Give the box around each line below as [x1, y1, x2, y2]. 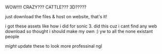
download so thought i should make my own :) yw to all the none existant [5, 28, 153, 34]
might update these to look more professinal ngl [5, 43, 102, 49]
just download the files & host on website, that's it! [5, 14, 107, 19]
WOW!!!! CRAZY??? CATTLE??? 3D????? [5, 4, 87, 10]
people [5, 34, 20, 39]
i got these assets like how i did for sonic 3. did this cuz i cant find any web [5, 23, 157, 29]
